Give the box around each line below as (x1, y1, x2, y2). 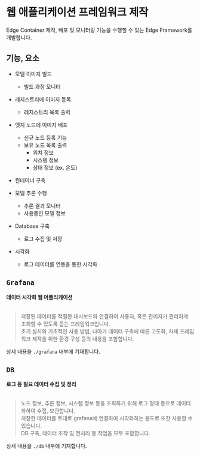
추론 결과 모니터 (23, 202, 61, 209)
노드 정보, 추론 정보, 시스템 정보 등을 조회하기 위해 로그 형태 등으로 (20, 400, 175, 407)
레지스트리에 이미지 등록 (14, 95, 72, 103)
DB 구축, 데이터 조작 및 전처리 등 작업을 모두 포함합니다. (20, 430, 150, 437)
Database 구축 (14, 222, 50, 230)
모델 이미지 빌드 (14, 70, 52, 77)
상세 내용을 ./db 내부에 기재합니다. (6, 442, 87, 450)
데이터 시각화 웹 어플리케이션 (6, 293, 73, 300)
